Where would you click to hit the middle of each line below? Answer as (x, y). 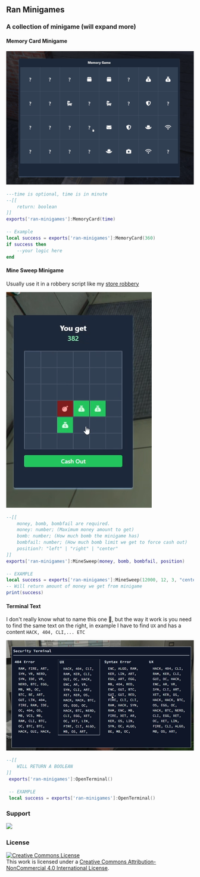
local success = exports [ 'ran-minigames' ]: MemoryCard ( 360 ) (81, 238)
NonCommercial (26, 868)
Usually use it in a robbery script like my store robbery (73, 284)
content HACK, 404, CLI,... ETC (46, 632)
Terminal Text (24, 606)
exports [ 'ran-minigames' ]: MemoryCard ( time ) (61, 219)
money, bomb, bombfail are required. (64, 524)
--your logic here (40, 251)
